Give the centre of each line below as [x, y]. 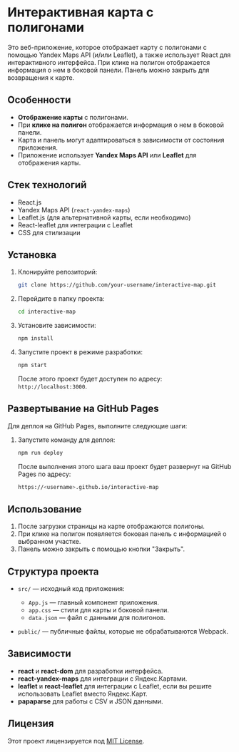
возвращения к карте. [41, 77]
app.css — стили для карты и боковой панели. [99, 610]
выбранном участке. [49, 542]
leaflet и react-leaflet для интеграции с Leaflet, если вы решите [115, 686]
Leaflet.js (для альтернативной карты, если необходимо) [104, 217]
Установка [32, 255]
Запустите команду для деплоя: [66, 440]
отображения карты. [49, 163]
